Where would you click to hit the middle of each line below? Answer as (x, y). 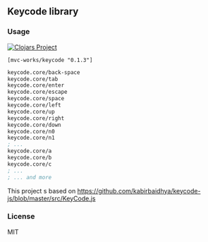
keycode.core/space (36, 99)
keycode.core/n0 (31, 131)
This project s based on (42, 190)
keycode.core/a (30, 151)
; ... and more (30, 177)
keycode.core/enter (36, 85)
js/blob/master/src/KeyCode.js (52, 198)
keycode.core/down (34, 125)
